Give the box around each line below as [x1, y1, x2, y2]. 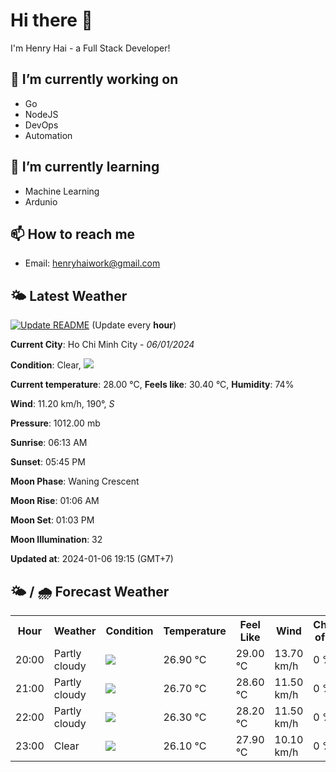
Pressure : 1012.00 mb [10, 417, 101, 429]
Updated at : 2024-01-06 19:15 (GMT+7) [10, 553, 174, 565]
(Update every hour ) [91, 319, 177, 331]
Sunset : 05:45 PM [10, 456, 86, 468]
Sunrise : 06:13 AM [10, 437, 88, 449]
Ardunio [24, 195, 58, 208]
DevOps [24, 119, 59, 131]
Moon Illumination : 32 [10, 534, 103, 546]
